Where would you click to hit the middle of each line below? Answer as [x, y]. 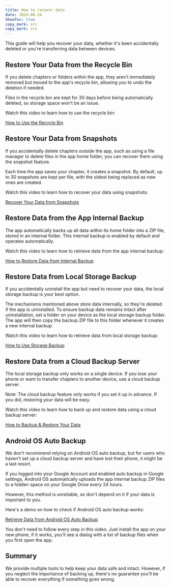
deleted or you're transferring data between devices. [61, 49]
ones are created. [24, 182]
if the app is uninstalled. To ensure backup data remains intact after [76, 310]
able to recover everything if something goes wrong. [60, 579]
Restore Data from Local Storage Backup [71, 277]
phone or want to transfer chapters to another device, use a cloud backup [83, 379]
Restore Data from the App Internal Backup [75, 218]
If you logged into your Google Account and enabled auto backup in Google [84, 474]
